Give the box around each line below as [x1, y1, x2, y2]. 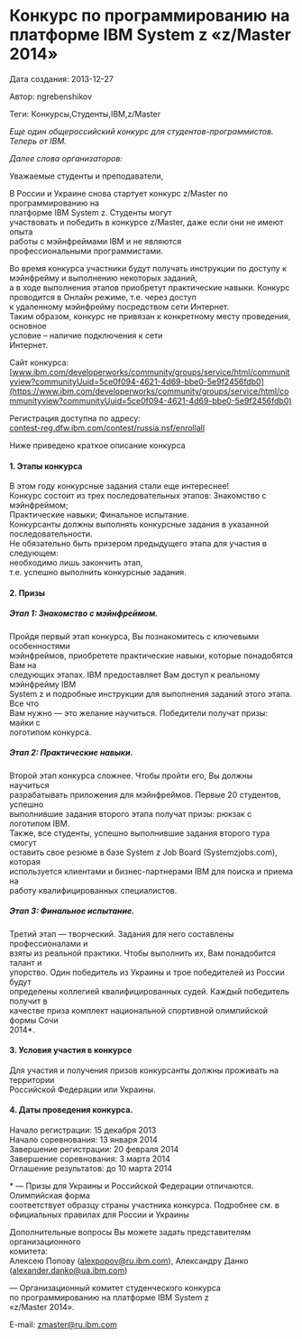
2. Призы [9, 587, 45, 598]
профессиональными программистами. [9, 245, 164, 256]
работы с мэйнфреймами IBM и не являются [9, 235, 182, 246]
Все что [9, 698, 40, 709]
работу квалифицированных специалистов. [9, 885, 178, 895]
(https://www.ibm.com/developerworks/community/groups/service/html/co [9, 385, 289, 397]
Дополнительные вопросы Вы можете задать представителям [9, 1227, 252, 1238]
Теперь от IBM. [9, 135, 68, 146]
